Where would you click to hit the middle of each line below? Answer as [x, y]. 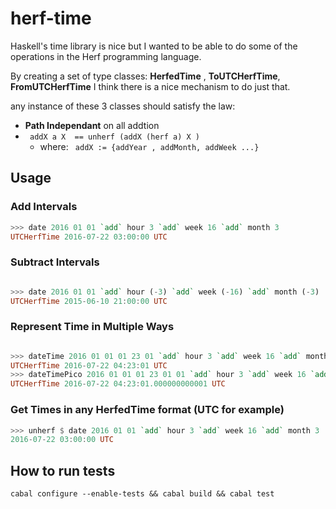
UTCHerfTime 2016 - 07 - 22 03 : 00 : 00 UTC [89, 237]
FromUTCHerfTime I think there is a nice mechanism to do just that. [150, 86]
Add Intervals [44, 207]
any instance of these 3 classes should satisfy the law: [123, 106]
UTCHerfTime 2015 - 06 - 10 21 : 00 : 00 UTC [89, 301]
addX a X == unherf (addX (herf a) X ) [115, 137]
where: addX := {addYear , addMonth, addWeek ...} [149, 146]
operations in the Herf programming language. [106, 56]
